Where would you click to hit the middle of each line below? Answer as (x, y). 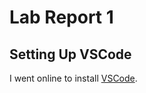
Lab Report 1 (61, 17)
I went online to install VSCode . (73, 78)
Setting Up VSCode (70, 54)
